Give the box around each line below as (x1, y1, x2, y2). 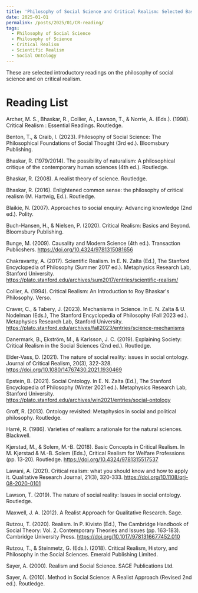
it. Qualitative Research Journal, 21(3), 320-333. (6, 474, 123, 481)
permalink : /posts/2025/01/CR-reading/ (6, 20, 104, 25)
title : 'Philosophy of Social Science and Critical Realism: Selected (6, 8, 183, 15)
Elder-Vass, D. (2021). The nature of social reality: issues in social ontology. (6, 353, 189, 361)
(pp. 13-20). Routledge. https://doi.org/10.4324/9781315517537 (6, 456, 159, 463)
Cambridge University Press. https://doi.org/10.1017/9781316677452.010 (6, 533, 181, 540)
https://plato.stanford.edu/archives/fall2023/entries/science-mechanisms (6, 324, 185, 331)
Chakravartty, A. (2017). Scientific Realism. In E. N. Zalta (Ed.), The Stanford (6, 257, 190, 264)
